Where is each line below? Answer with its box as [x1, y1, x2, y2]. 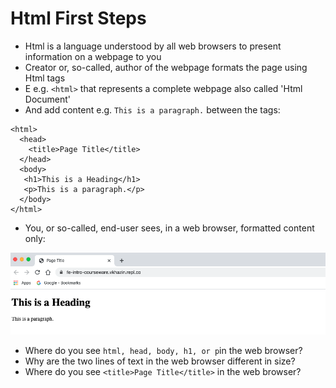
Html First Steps [10, 7, 147, 30]
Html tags [24, 72, 66, 84]
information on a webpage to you [24, 50, 162, 62]
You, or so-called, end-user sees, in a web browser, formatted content [24, 222, 315, 234]
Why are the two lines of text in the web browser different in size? [24, 355, 296, 367]
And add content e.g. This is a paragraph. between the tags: [24, 103, 281, 116]
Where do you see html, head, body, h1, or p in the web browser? [24, 344, 303, 356]
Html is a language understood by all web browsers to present [24, 40, 282, 52]
